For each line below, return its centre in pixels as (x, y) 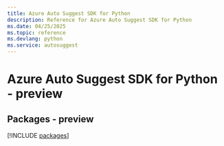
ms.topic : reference (37, 33)
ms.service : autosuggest (43, 45)
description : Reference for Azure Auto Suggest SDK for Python (100, 20)
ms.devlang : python (35, 39)
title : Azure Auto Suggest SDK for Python (69, 13)
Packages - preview (51, 119)
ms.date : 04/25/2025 (37, 26)
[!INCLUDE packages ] (38, 135)
